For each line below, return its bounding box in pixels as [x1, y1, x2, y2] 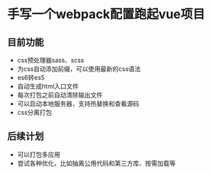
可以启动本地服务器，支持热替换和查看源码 [17, 100, 140, 108]
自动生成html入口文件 [17, 82, 79, 90]
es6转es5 [17, 74, 45, 81]
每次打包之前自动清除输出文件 [17, 91, 103, 99]
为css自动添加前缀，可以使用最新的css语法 [17, 65, 141, 73]
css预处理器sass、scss [17, 56, 85, 64]
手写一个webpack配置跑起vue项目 [7, 6, 205, 22]
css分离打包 [17, 109, 52, 116]
